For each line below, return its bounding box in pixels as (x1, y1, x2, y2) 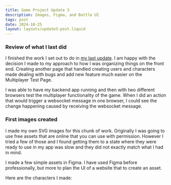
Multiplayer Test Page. (5, 77, 53, 83)
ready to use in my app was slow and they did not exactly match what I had (5, 144, 163, 150)
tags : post (5, 17, 29, 22)
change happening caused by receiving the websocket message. (5, 103, 142, 109)
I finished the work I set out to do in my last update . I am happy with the (5, 55, 156, 61)
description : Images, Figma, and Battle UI (5, 12, 100, 17)
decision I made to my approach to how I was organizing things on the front (5, 60, 164, 67)
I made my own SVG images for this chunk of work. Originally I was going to (5, 128, 165, 134)
